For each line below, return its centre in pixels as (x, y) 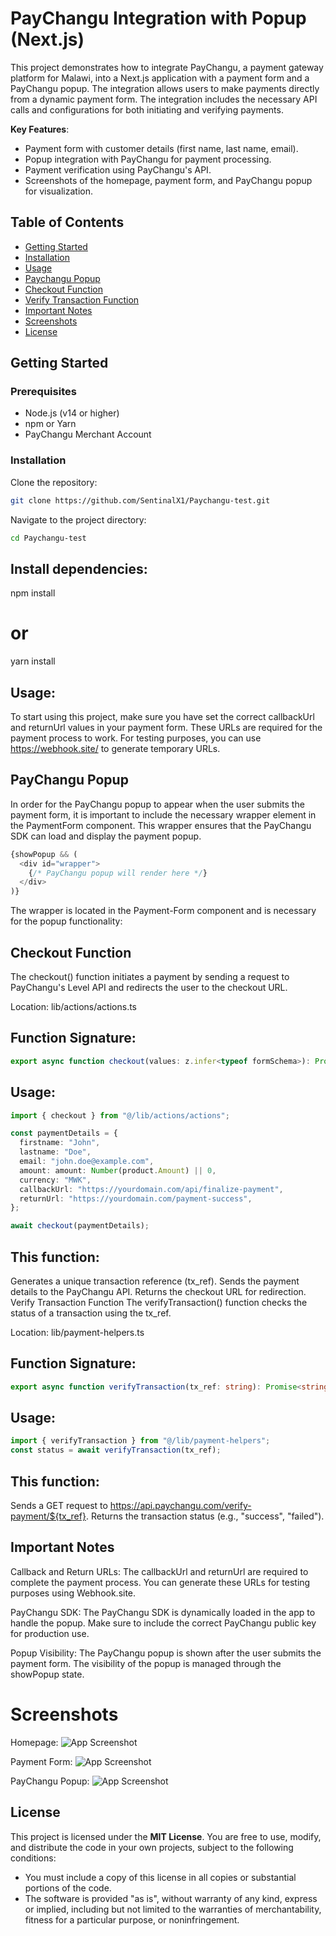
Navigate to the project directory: (78, 519)
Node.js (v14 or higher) (72, 413)
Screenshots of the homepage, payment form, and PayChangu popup (168, 180)
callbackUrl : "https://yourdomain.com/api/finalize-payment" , (151, 1189)
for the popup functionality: (66, 921)
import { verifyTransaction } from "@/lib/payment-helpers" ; (140, 1441)
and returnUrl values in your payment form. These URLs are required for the (166, 728)
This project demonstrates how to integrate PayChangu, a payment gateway (167, 67)
